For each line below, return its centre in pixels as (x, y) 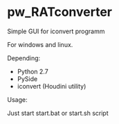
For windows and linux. (40, 44)
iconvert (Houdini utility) (52, 86)
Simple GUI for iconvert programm (56, 31)
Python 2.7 (33, 71)
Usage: (17, 99)
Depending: (24, 58)
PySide (27, 79)
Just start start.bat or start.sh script (58, 113)
